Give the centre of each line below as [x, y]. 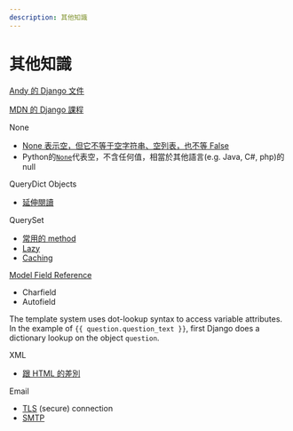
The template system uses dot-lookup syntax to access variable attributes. [146, 319]
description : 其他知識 [48, 17]
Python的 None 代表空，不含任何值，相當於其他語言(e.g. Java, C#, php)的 [153, 156]
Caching [37, 258]
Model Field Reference [51, 275]
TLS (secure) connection [67, 408]
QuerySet [27, 219]
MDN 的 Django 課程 [47, 109]
